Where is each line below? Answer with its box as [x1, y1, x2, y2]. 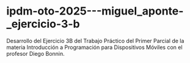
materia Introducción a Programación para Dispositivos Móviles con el [6, 44, 183, 51]
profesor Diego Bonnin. [6, 50, 65, 57]
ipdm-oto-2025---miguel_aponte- [6, 4, 184, 18]
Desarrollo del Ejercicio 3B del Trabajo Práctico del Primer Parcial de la [6, 37, 185, 44]
